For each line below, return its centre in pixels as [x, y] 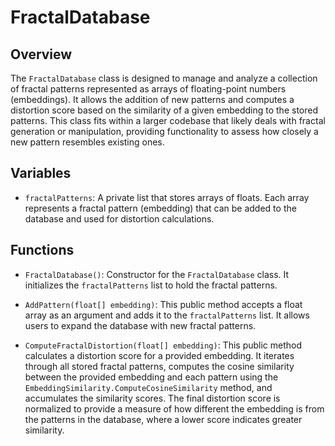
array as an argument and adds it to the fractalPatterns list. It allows [167, 315]
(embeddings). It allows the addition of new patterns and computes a [152, 99]
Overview [41, 54]
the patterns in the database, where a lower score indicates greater [163, 419]
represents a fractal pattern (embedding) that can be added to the [160, 208]
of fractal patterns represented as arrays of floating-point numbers [148, 89]
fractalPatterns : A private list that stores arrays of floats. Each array [167, 197]
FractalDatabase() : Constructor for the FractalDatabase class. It [157, 274]
